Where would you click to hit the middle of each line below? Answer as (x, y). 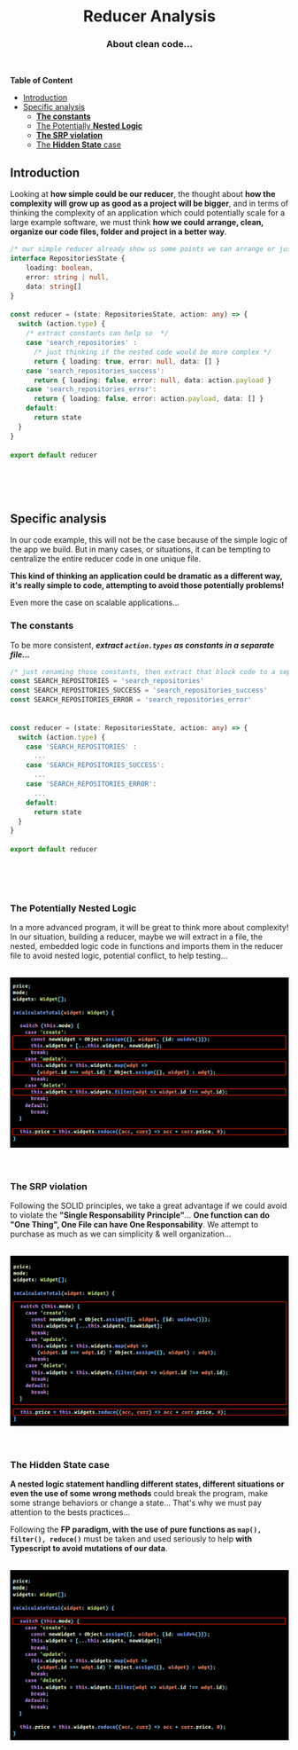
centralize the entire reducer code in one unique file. (106, 559)
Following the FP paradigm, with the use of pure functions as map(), (136, 1530)
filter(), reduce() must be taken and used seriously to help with (131, 1539)
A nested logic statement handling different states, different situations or (147, 1484)
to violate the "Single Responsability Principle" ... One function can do (140, 1215)
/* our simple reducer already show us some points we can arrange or (143, 249)
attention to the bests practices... (70, 1512)
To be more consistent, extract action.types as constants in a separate (142, 645)
